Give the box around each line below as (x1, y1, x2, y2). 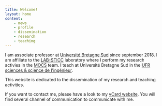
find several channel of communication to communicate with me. (5, 96, 134, 102)
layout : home (5, 12, 31, 16)
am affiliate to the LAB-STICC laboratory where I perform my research (5, 57, 145, 63)
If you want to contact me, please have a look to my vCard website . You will (5, 91, 156, 97)
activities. (5, 82, 24, 88)
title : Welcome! (5, 7, 38, 12)
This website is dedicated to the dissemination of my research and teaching (5, 76, 156, 82)
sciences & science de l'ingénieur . (5, 67, 74, 73)
